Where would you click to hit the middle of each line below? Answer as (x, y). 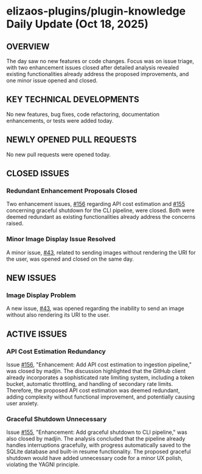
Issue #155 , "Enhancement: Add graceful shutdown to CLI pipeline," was (97, 432)
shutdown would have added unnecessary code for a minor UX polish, (95, 458)
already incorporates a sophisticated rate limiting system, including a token (100, 377)
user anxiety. (23, 403)
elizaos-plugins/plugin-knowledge (96, 11)
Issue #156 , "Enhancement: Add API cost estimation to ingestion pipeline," (99, 364)
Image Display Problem (41, 295)
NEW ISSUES (31, 278)
